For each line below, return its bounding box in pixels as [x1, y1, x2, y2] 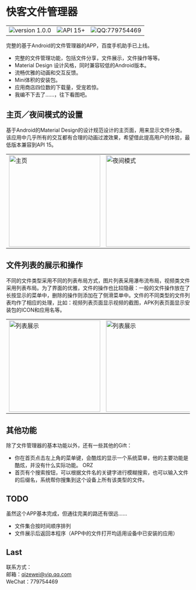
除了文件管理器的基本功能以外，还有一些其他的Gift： [6, 442, 132, 449]
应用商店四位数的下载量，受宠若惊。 [14, 83, 102, 91]
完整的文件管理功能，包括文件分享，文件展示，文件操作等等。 [14, 54, 163, 62]
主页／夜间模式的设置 [6, 110, 83, 120]
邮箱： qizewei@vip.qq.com [6, 571, 72, 578]
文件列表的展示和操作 [6, 260, 83, 270]
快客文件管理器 [6, 5, 78, 19]
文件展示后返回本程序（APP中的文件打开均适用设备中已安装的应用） [14, 530, 178, 537]
